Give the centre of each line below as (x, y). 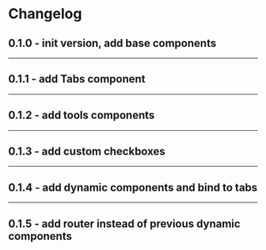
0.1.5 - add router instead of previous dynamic (124, 223)
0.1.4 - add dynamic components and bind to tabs (133, 187)
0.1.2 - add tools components (82, 115)
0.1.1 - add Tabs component (77, 79)
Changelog (45, 14)
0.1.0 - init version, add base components (112, 43)
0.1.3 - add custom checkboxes (87, 152)
